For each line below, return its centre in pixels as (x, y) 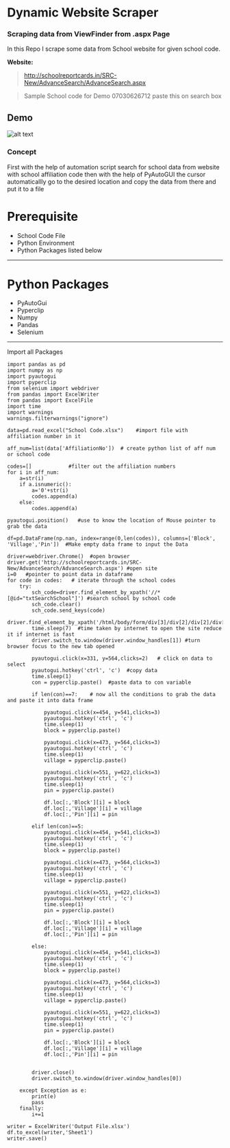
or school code (29, 455)
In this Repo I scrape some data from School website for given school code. (114, 49)
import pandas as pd (37, 365)
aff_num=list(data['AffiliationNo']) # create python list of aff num (111, 449)
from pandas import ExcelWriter (53, 395)
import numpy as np (35, 371)
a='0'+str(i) (50, 491)
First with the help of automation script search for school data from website (114, 167)
